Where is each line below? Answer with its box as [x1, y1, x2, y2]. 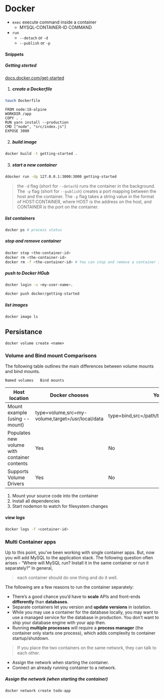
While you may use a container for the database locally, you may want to [12, 609, 159, 615]
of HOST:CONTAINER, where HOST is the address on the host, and [17, 199, 152, 205]
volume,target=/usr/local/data [35, 415, 104, 422]
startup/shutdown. [12, 635, 50, 641]
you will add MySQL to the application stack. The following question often [5, 555, 153, 561]
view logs [5, 514, 25, 520]
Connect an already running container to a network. [12, 665, 116, 671]
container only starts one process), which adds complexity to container [12, 630, 156, 636]
